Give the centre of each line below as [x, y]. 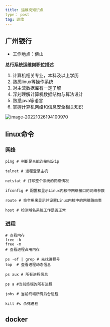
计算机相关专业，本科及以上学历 [45, 76]
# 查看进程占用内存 [23, 250]
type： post [17, 15]
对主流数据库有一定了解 [37, 88]
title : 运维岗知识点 [24, 10]
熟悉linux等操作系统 [33, 82]
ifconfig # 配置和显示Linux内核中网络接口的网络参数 [55, 190]
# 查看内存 [15, 236]
